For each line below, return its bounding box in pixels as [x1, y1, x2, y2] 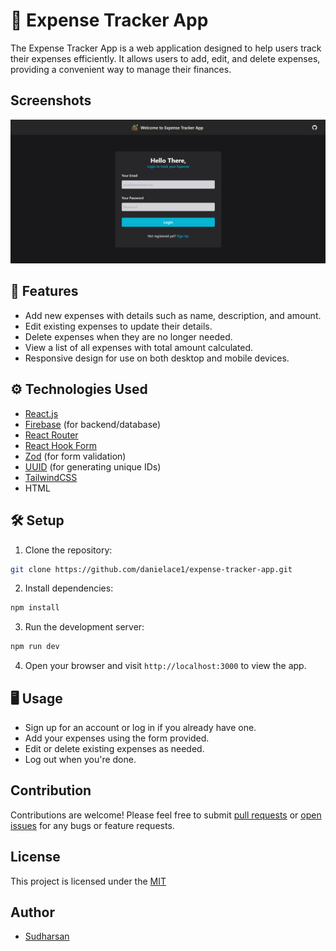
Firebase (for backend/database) [24, 418, 162, 430]
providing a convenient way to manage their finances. [10, 63, 232, 75]
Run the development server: [24, 621, 145, 633]
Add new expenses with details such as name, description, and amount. [24, 309, 322, 321]
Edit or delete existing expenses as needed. [24, 742, 205, 754]
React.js [24, 407, 59, 419]
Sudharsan [24, 930, 70, 943]
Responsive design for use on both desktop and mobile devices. [24, 352, 290, 364]
